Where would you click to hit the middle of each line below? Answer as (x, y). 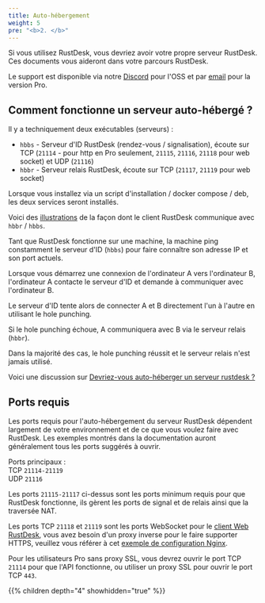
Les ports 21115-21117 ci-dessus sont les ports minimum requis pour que (127, 494)
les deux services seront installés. (63, 202)
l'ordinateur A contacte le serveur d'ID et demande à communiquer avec (126, 282)
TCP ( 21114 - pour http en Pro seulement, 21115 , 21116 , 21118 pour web (135, 153)
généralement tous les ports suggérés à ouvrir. (84, 446)
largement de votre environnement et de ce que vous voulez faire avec (123, 430)
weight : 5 (25, 23)
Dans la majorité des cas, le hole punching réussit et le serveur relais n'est (129, 353)
